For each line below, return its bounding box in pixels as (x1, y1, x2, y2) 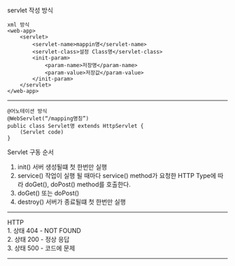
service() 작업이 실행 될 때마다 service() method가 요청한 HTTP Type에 (17, 172, 217, 179)
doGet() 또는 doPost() (17, 189, 80, 197)
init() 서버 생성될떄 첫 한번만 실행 (17, 163, 107, 171)
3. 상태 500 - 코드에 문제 (7, 244, 76, 252)
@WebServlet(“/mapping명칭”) (7, 115, 90, 122)
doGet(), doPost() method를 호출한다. (24, 180, 131, 189)
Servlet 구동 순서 (7, 148, 55, 156)
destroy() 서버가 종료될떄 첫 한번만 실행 (17, 198, 126, 206)
